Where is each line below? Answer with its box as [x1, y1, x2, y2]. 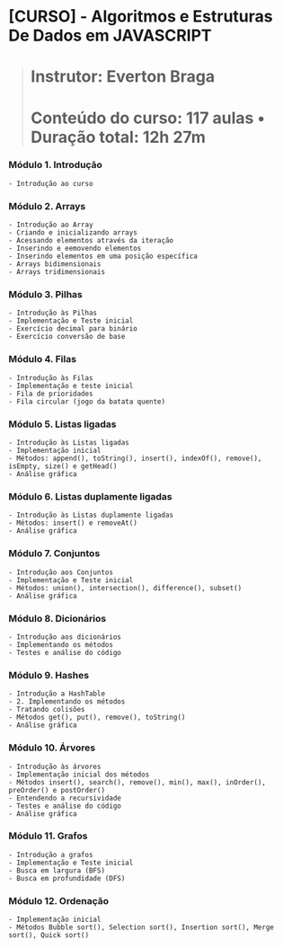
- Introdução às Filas [8, 373, 93, 383]
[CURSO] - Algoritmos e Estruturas [8, 6, 273, 27]
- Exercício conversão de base [8, 332, 126, 341]
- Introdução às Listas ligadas [8, 439, 129, 447]
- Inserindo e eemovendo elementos [8, 244, 142, 253]
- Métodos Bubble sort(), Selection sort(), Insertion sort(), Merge [8, 923, 275, 932]
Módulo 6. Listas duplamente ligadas [8, 490, 172, 502]
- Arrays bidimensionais [8, 260, 102, 269]
